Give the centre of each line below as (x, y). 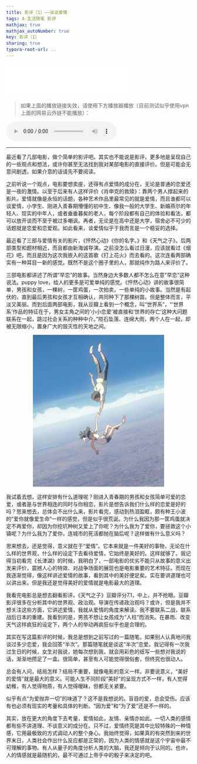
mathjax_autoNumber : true (38, 31)
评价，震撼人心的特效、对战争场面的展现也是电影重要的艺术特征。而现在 (103, 568)
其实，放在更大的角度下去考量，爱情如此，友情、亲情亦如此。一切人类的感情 (98, 718)
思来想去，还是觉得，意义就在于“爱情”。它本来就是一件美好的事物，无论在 (96, 546)
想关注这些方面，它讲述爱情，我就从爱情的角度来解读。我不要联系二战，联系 (98, 610)
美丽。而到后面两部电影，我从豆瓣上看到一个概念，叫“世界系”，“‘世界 (100, 304)
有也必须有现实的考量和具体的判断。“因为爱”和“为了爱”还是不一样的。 (90, 706)
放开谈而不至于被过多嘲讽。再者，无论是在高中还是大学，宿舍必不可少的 (103, 221)
